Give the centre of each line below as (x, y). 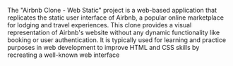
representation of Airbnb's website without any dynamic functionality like (114, 32)
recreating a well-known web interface (64, 55)
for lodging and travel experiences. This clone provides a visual (100, 25)
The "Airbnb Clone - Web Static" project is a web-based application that (112, 10)
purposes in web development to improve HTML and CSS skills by (103, 47)
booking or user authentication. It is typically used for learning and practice (117, 40)
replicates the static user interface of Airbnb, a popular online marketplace (116, 18)
